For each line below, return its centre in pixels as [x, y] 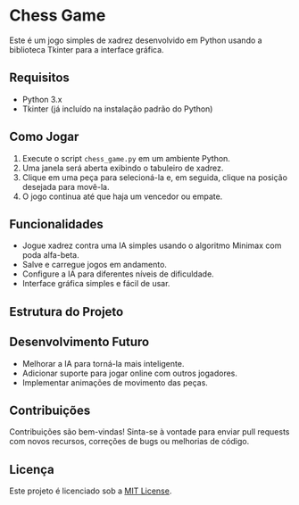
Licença [32, 469]
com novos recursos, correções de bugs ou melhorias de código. [129, 442]
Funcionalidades [57, 224]
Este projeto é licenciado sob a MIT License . [91, 491]
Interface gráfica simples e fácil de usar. [96, 284]
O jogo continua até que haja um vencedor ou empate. [122, 196]
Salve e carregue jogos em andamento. [95, 265]
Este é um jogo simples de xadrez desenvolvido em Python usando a [136, 40]
